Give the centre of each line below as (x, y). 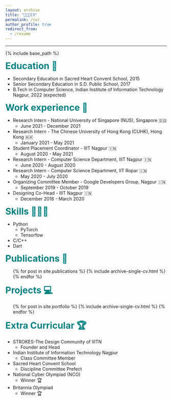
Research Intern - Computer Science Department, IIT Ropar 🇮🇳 (80, 171)
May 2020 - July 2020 (44, 176)
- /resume (20, 34)
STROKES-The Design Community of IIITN (57, 342)
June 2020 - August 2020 (48, 165)
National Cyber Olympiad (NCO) (47, 374)
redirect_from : (21, 29)
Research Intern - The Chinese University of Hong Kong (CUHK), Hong (87, 132)
